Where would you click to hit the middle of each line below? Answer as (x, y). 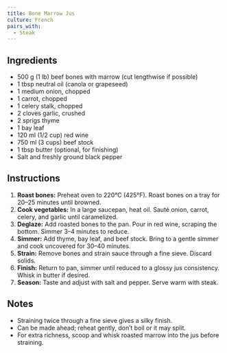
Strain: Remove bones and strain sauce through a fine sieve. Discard (114, 253)
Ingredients (32, 60)
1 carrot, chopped (42, 99)
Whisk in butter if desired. (53, 275)
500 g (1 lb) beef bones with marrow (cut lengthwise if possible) (107, 77)
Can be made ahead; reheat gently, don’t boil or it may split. (101, 328)
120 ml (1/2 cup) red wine (53, 135)
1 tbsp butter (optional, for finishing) (68, 150)
